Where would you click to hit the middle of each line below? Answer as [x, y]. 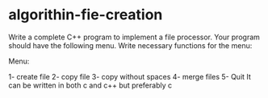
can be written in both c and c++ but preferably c [90, 85]
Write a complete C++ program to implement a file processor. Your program [134, 37]
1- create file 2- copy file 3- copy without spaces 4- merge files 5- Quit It [130, 76]
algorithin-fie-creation [86, 15]
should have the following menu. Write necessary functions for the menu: [130, 45]
